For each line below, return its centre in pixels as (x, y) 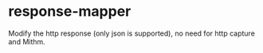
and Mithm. (27, 41)
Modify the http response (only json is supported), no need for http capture (131, 33)
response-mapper (70, 11)
